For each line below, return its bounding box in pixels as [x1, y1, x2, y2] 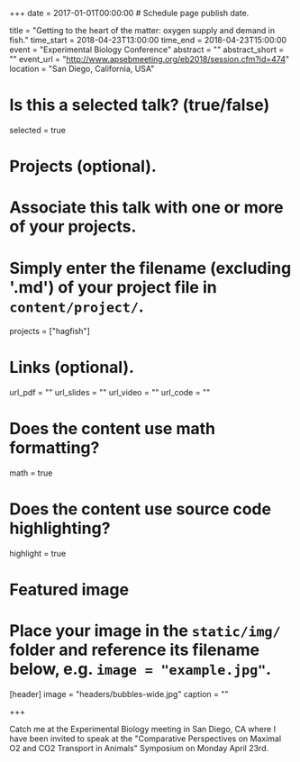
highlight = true [9, 549, 67, 559]
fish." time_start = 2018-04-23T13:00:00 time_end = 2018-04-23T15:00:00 [9, 35, 286, 45]
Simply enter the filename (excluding [9, 258, 292, 278]
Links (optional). [9, 358, 135, 377]
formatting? [9, 438, 100, 458]
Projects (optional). [9, 157, 158, 177]
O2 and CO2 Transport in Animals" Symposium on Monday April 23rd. [9, 743, 269, 754]
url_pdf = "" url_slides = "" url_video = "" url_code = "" [9, 387, 211, 398]
